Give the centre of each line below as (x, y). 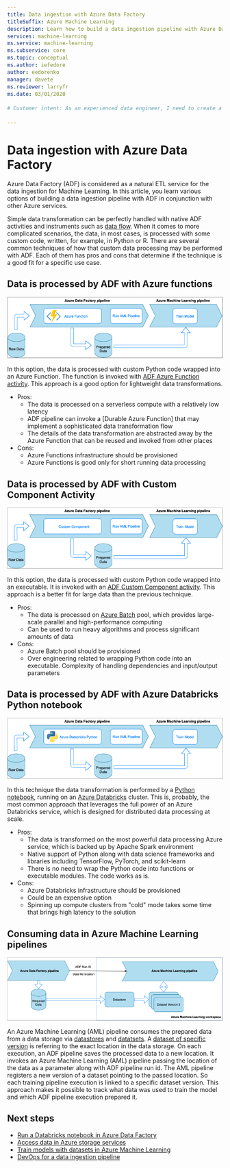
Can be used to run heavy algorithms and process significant (113, 629)
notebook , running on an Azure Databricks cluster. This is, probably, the (108, 797)
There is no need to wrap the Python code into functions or (111, 869)
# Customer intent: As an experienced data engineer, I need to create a (115, 109)
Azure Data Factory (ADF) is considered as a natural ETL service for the (108, 183)
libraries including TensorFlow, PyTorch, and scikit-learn (106, 861)
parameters (43, 673)
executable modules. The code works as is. (88, 876)
